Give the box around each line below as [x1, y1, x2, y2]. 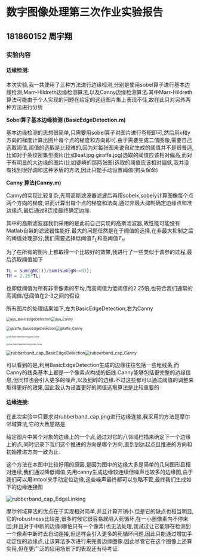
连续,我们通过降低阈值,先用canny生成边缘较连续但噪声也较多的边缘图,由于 [11, 468, 193, 475]
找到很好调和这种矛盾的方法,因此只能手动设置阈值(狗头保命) [11, 166, 158, 174]
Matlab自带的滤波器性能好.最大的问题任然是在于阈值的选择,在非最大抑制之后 [6, 227, 193, 234]
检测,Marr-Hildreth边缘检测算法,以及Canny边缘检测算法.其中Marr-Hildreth [11, 88, 193, 96]
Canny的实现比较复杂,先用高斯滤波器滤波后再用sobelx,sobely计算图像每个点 [6, 192, 194, 199]
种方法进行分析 [6, 103, 43, 111]
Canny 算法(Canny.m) [6, 179, 61, 186]
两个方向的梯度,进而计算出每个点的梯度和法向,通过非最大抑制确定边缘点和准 [6, 199, 193, 207]
